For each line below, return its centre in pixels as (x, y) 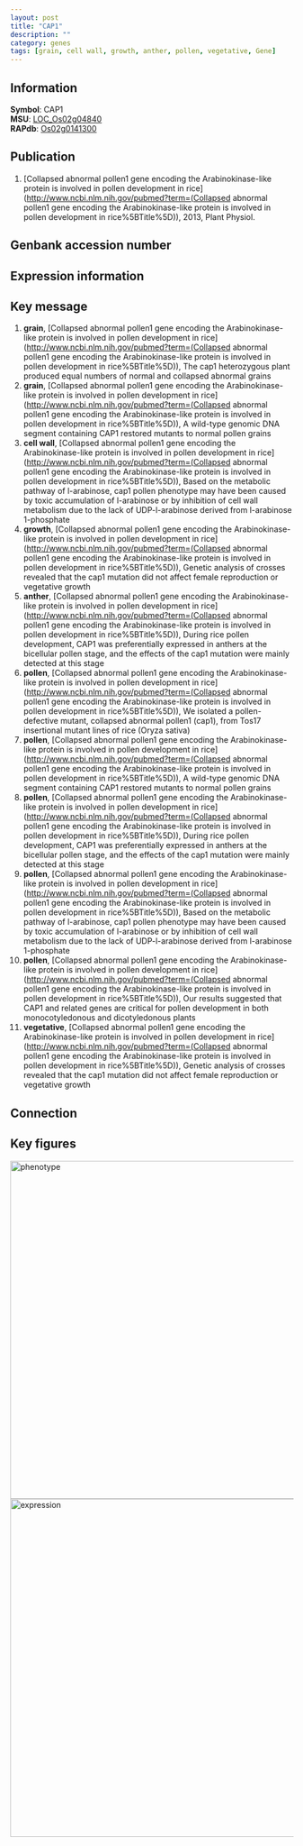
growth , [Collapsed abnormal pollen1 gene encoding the (128, 529)
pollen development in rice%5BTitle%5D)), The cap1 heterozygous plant (156, 367)
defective (41, 721)
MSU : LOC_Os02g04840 (56, 119)
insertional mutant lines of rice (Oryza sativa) (107, 730)
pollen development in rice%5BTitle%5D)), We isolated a (128, 711)
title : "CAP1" (37, 26)
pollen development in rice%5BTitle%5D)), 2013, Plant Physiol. (139, 216)
